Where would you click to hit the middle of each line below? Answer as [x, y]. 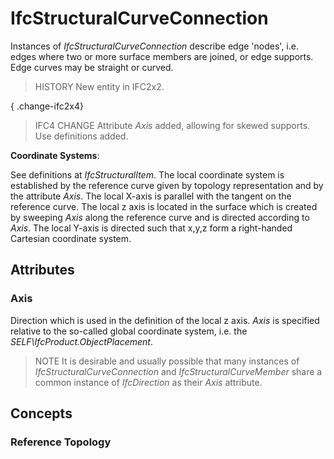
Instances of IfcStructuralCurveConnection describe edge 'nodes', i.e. [154, 46]
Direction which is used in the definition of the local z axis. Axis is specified [165, 320]
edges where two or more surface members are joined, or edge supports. [162, 56]
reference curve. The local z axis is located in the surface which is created [164, 206]
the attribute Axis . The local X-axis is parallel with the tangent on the [151, 196]
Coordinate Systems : [55, 155]
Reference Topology [61, 442]
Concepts [41, 413]
